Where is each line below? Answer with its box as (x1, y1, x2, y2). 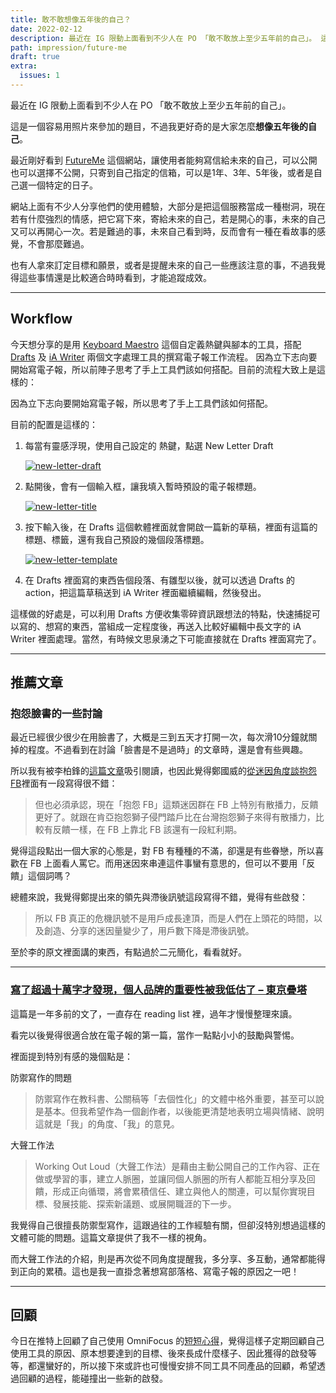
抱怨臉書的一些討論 (10, 707, 103, 720)
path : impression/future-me (10, 42, 128, 53)
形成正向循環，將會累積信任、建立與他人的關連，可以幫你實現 (52, 1185, 307, 1197)
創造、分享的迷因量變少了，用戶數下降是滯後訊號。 (43, 925, 255, 937)
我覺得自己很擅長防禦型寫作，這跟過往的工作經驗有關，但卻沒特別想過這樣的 (10, 1219, 326, 1231)
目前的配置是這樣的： (10, 418, 98, 430)
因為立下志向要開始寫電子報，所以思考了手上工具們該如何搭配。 (10, 397, 273, 409)
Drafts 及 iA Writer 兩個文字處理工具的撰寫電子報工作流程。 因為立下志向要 (10, 351, 318, 363)
